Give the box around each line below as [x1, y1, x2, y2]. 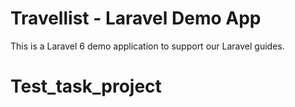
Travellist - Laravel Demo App [10, 7, 262, 30]
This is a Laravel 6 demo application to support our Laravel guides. [10, 40, 285, 52]
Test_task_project [10, 75, 162, 98]
